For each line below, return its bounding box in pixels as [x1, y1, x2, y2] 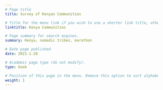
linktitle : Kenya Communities [5, 25, 66, 30]
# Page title [5, 7, 32, 12]
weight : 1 [5, 78, 25, 83]
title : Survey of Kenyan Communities [5, 12, 81, 16]
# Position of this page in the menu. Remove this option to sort [5, 73, 142, 78]
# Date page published [5, 47, 51, 52]
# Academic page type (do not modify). [5, 60, 86, 65]
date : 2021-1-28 [5, 51, 38, 56]
